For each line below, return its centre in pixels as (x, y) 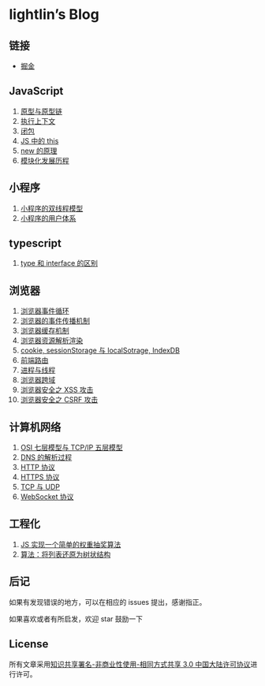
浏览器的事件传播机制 (55, 321)
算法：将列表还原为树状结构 (65, 554)
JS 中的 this (39, 140)
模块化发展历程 (45, 160)
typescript (35, 243)
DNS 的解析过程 (46, 457)
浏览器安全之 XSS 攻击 (57, 390)
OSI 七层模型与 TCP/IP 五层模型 (71, 448)
